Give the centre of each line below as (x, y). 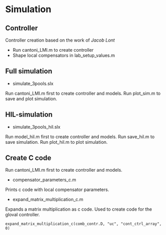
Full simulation (29, 71)
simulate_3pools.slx (33, 83)
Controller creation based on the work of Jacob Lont (60, 40)
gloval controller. (23, 215)
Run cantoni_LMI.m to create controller (53, 50)
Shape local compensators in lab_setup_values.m (64, 55)
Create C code (28, 158)
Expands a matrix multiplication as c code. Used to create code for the (79, 209)
